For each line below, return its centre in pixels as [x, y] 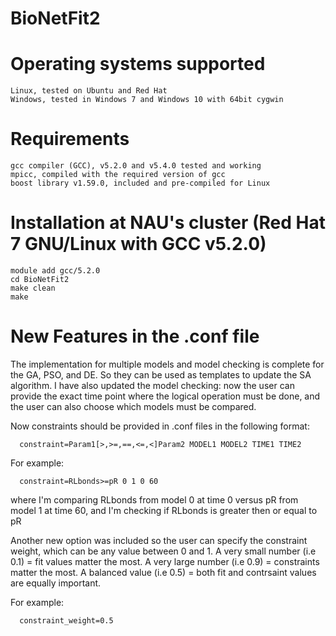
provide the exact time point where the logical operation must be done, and [165, 396]
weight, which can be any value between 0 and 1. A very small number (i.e [163, 551]
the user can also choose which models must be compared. [133, 406]
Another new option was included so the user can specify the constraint [159, 540]
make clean [33, 288]
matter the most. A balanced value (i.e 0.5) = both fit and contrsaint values [163, 572]
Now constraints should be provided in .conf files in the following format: [160, 426]
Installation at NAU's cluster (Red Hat [168, 223]
